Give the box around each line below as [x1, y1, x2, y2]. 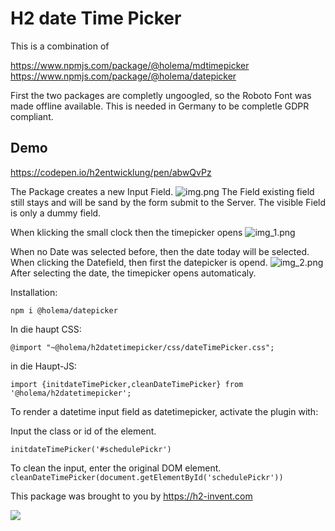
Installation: [10, 286, 58, 298]
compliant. [10, 110, 54, 122]
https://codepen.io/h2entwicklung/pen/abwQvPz [10, 166, 212, 178]
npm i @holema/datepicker [10, 305, 118, 316]
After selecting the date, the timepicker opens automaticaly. [10, 267, 257, 279]
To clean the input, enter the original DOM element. [10, 462, 222, 474]
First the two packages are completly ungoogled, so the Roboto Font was [10, 89, 312, 101]
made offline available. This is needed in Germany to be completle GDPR [10, 100, 310, 112]
